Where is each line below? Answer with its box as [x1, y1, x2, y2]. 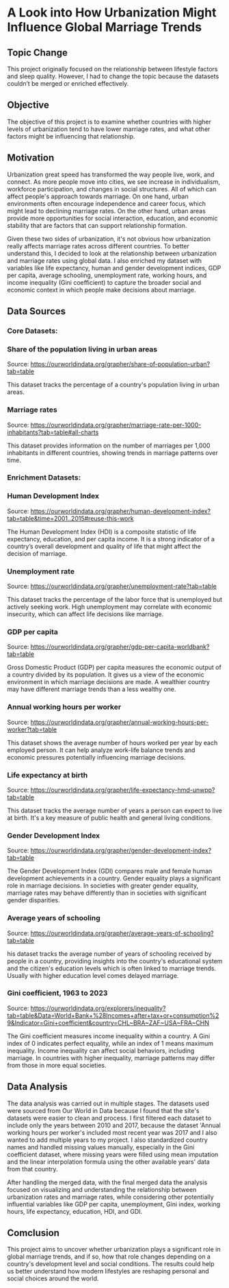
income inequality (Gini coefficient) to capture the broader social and [7, 278, 202, 286]
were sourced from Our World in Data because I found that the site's [7, 1106, 200, 1114]
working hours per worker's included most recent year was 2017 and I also [7, 1128, 217, 1136]
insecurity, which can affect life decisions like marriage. [7, 610, 164, 618]
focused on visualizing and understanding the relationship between [7, 1185, 197, 1193]
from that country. [7, 1164, 58, 1173]
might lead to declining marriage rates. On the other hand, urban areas [7, 207, 206, 215]
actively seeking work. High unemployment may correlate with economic [7, 602, 213, 611]
